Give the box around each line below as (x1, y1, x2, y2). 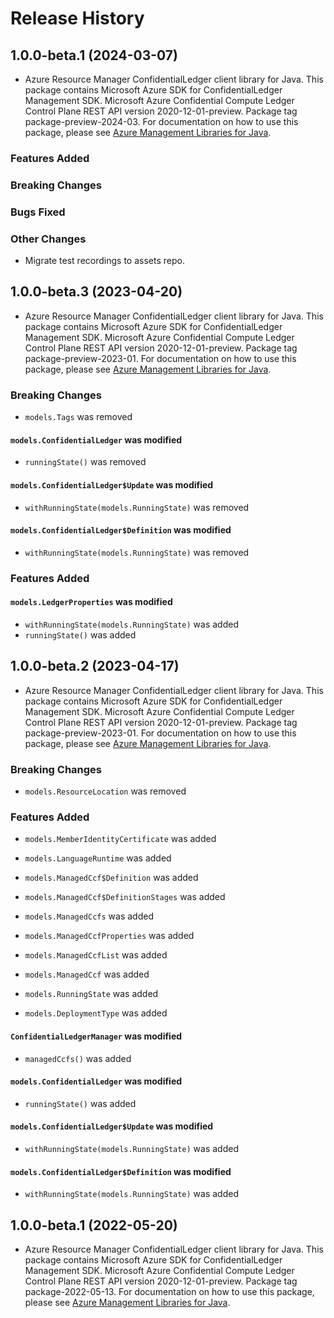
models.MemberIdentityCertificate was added (24, 833, 217, 845)
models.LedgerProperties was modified (10, 596, 173, 608)
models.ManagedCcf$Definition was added (24, 872, 199, 884)
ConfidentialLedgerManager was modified (10, 1030, 183, 1042)
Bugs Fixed (10, 205, 66, 219)
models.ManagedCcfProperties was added (24, 930, 195, 942)
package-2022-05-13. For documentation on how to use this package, (24, 1285, 315, 1297)
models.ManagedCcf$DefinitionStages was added (24, 891, 226, 903)
